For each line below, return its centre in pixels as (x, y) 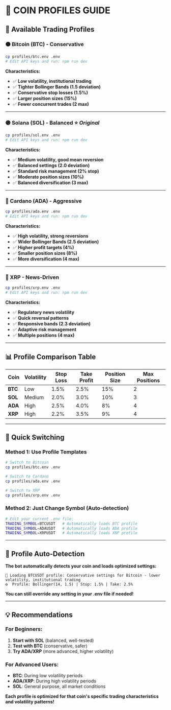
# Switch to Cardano (27, 477)
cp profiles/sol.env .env (33, 135)
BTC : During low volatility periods (48, 676)
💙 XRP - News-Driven (32, 277)
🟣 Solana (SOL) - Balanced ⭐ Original (52, 123)
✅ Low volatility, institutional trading (52, 81)
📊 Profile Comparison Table (51, 357)
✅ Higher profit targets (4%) (43, 247)
